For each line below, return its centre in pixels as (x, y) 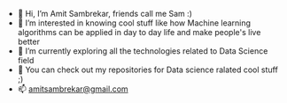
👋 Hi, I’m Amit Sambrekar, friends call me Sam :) (105, 14)
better (28, 41)
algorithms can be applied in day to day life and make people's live (139, 32)
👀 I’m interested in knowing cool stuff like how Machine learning (134, 23)
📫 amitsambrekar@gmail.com (73, 89)
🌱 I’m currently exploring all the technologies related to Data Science (143, 51)
